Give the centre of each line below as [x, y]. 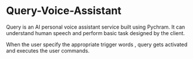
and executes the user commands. [48, 50]
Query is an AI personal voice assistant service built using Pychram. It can [96, 27]
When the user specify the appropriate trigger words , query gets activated [97, 44]
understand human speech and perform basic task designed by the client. [96, 33]
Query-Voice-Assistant [64, 11]
